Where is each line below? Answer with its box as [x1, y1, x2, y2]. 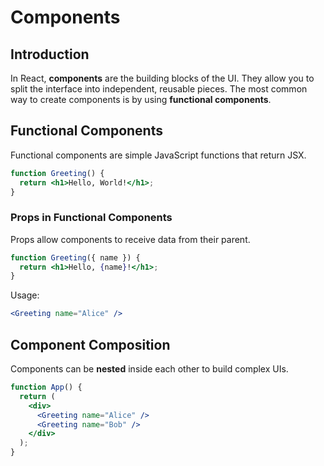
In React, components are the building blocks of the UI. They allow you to [10, 72, 315, 84]
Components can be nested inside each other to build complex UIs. [10, 363, 289, 375]
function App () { [10, 382, 83, 393]
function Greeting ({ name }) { [10, 252, 141, 263]
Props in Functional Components [10, 211, 173, 225]
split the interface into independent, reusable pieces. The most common [10, 83, 308, 95]
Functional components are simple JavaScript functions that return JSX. [10, 149, 307, 161]
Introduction [10, 46, 90, 63]
